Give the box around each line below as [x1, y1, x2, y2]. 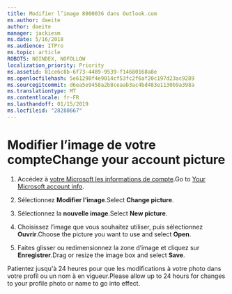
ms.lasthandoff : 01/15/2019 [7, 101, 89, 108]
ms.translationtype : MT [7, 88, 77, 95]
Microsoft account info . [17, 182, 85, 190]
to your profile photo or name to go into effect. [7, 279, 141, 287]
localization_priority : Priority [7, 62, 105, 69]
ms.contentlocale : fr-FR [7, 95, 79, 101]
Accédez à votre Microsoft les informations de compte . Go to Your [17, 174, 206, 183]
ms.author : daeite [7, 17, 61, 24]
